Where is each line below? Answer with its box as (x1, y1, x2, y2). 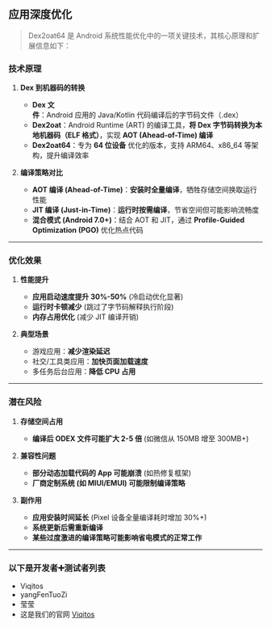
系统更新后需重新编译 (31, 522, 103, 532)
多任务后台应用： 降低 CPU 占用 (31, 367, 135, 377)
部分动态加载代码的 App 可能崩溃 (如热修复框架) (31, 468, 192, 478)
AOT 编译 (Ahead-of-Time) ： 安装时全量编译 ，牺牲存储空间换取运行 (31, 185, 258, 195)
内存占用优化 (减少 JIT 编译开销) (31, 312, 140, 322)
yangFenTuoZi (19, 590, 68, 600)
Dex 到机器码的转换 (19, 83, 85, 93)
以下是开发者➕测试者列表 (8, 562, 106, 574)
